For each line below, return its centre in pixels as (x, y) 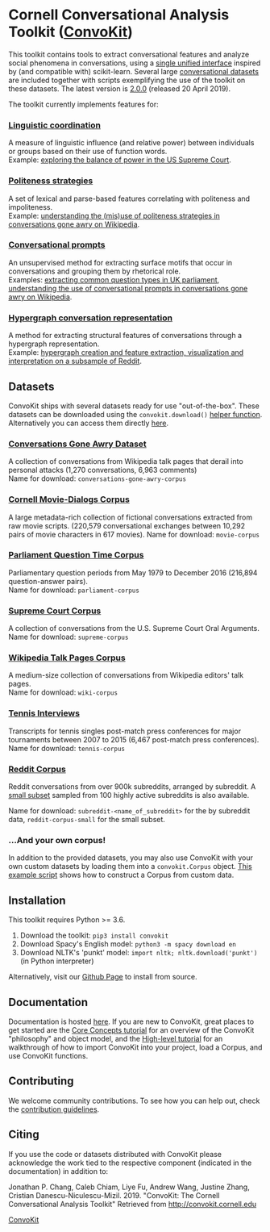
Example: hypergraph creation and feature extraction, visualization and (126, 353)
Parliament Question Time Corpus (76, 555)
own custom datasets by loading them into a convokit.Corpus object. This (130, 867)
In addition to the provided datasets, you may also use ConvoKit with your (131, 858)
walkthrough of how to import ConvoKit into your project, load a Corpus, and (135, 1047)
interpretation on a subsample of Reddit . (75, 361)
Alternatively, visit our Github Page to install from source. (103, 977)
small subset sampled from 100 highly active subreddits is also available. (129, 796)
